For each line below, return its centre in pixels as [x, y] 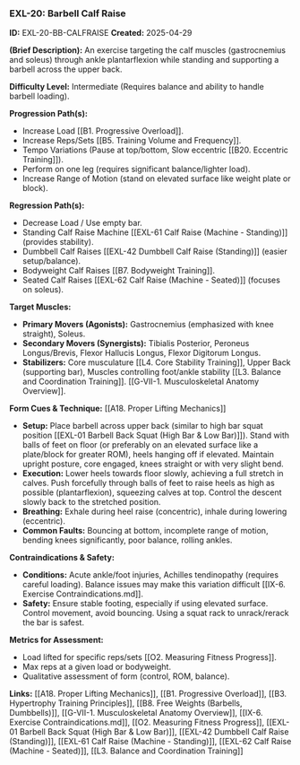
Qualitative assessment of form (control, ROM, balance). [126, 676]
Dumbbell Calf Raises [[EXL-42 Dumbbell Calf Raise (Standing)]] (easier [155, 252]
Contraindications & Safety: [62, 558]
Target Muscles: [40, 307]
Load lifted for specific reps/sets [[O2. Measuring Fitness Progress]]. [150, 657]
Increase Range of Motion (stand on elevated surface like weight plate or [156, 178]
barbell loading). [39, 96]
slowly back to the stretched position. [91, 502]
